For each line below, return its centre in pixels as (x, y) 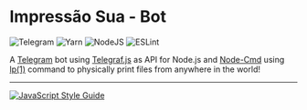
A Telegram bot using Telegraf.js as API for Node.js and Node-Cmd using (147, 59)
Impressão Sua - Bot (88, 17)
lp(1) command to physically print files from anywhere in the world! (135, 69)
